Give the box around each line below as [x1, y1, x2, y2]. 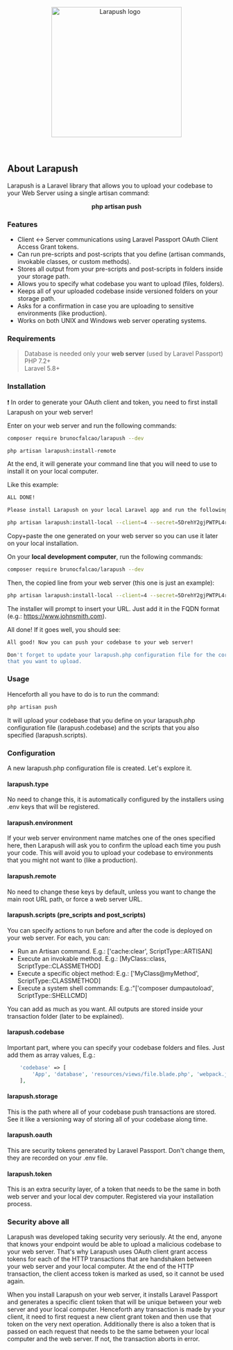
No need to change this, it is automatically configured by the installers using [7, 795, 224, 803]
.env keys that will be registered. [7, 803, 100, 811]
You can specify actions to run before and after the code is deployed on [7, 926, 213, 934]
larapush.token [7, 1169, 52, 1178]
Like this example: [7, 481, 59, 489]
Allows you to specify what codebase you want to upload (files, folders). [17, 280, 224, 288]
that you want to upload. [7, 658, 82, 665]
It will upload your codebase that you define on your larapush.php [7, 716, 196, 724]
